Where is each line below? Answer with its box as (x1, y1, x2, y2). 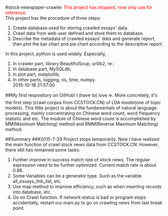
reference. (5, 10, 27, 16)
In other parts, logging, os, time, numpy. (12, 77, 96, 82)
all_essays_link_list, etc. (12, 178, 62, 184)
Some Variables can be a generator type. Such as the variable (12, 173, 142, 179)
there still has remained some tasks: (5, 147, 80, 153)
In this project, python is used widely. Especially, (5, 51, 106, 57)
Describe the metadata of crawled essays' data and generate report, (12, 35, 156, 41)
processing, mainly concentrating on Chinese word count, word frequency (5, 110, 160, 116)
